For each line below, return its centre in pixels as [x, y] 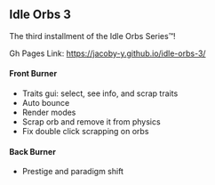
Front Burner [33, 74]
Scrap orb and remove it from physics [92, 122]
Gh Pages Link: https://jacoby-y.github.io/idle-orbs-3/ [107, 53]
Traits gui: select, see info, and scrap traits [100, 93]
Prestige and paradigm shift [73, 172]
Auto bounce [46, 103]
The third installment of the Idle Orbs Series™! [92, 36]
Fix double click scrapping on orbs [85, 132]
